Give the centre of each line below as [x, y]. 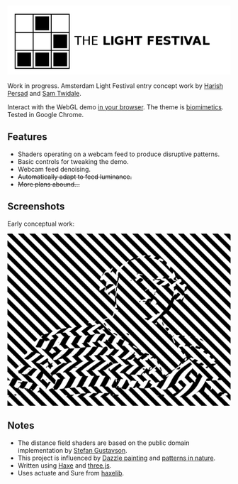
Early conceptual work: [41, 224]
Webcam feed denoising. [54, 169]
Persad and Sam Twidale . [44, 94]
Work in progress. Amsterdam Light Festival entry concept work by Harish [115, 86]
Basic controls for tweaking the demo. [73, 161]
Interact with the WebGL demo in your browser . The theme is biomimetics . [115, 107]
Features [27, 137]
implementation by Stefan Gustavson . [72, 450]
